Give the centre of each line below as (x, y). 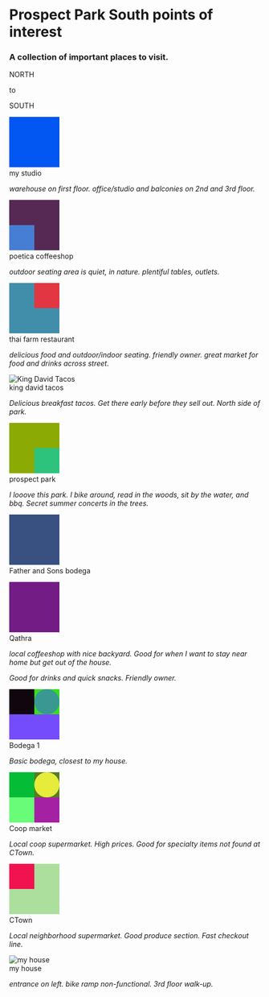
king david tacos (37, 387)
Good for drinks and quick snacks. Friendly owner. (93, 678)
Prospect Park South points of (111, 15)
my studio (26, 173)
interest (36, 32)
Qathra (20, 639)
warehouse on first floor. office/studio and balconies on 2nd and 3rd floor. (132, 189)
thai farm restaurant (42, 339)
